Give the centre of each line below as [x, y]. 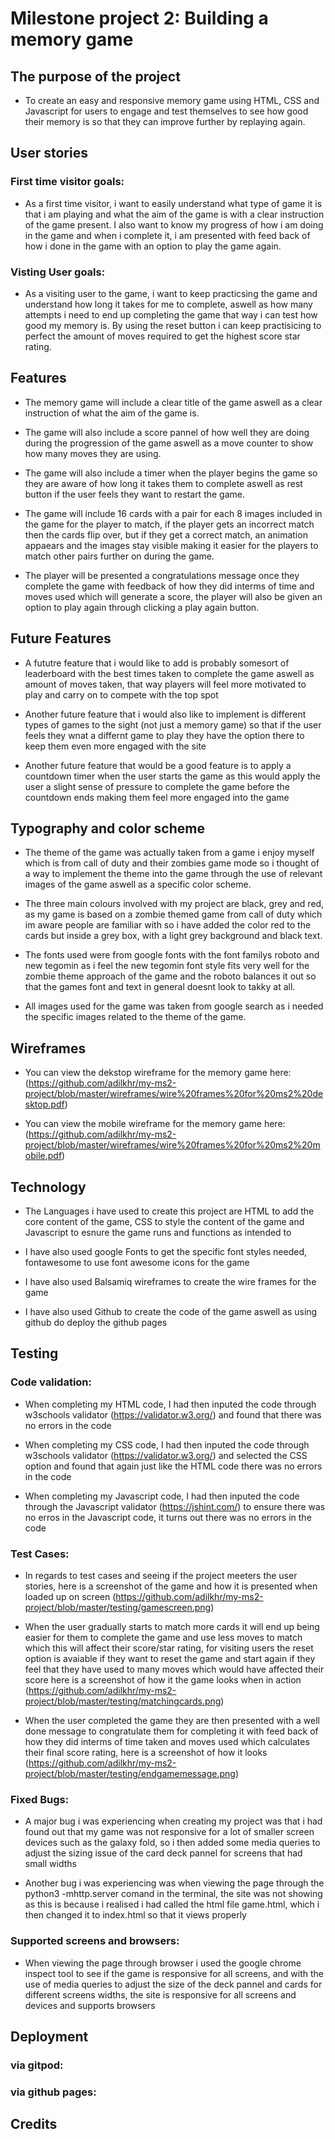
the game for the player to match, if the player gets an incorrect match [169, 524]
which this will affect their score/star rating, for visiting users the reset [169, 1648]
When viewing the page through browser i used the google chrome [163, 1963]
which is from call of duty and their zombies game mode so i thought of [172, 863]
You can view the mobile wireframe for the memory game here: [155, 1124]
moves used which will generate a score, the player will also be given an [173, 596]
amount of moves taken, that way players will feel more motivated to [165, 684]
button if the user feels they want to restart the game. [134, 494]
